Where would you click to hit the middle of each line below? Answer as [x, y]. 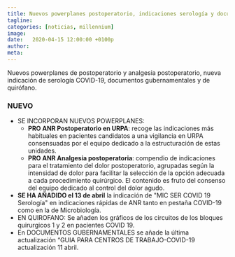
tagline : [20, 20]
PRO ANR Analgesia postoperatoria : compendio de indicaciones [121, 158]
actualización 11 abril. [48, 248]
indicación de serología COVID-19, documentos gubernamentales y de [109, 80]
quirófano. [22, 88]
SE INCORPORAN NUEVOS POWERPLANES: [81, 121]
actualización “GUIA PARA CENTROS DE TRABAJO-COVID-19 [106, 240]
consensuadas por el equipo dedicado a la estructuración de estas [124, 144]
